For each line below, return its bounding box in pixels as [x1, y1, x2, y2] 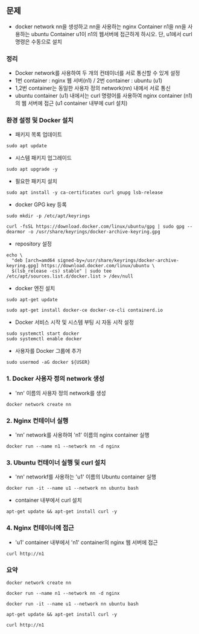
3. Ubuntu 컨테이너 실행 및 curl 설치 [6, 458, 106, 466]
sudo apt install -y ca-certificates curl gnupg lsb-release [6, 189, 163, 196]
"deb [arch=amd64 [11, 258, 55, 264]
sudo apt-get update [6, 297, 58, 303]
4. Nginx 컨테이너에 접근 [6, 524, 74, 532]
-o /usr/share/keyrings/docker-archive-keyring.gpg [28, 229, 161, 235]
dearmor [6, 229, 26, 235]
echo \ [6, 252, 23, 258]
